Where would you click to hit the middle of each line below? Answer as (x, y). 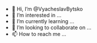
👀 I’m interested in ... (36, 15)
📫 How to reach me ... (39, 34)
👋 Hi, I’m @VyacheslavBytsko (47, 9)
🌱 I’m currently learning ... (43, 21)
